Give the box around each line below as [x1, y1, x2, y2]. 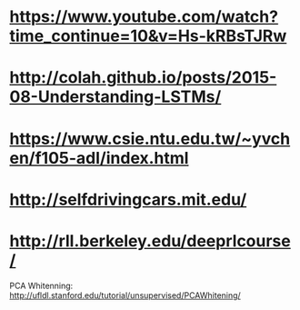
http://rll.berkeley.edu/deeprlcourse [9, 230, 291, 251]
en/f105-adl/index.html [9, 147, 189, 168]
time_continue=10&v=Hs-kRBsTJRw [9, 25, 287, 46]
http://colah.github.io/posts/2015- [9, 67, 277, 88]
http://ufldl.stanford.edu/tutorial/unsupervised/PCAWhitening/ [9, 289, 241, 301]
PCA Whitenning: [9, 280, 74, 291]
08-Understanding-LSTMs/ [9, 86, 222, 107]
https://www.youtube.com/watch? [9, 6, 279, 27]
